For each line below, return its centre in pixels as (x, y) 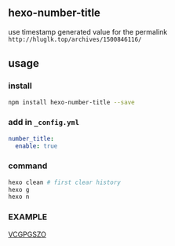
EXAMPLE (28, 217)
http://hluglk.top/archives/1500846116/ (75, 39)
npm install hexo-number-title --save (71, 102)
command (28, 166)
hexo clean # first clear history (65, 182)
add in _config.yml (44, 123)
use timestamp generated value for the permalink (88, 31)
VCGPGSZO (27, 234)
